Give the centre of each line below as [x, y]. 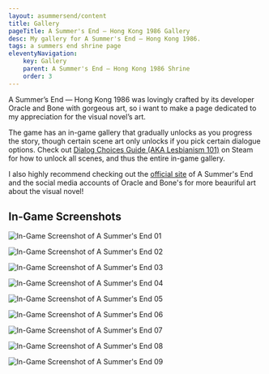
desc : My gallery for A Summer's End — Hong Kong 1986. [105, 39]
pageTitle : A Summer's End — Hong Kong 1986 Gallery [99, 31]
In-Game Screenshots [65, 217]
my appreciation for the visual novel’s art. [77, 116]
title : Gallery [34, 24]
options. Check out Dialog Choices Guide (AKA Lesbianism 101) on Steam [131, 149]
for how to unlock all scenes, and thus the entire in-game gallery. [117, 158]
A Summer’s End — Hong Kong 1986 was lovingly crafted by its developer [132, 99]
